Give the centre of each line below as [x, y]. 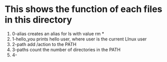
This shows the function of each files [83, 9]
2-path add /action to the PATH [44, 44]
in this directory [38, 20]
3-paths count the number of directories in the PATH [66, 49]
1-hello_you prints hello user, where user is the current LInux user [79, 39]
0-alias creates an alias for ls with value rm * [58, 33]
